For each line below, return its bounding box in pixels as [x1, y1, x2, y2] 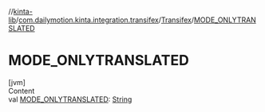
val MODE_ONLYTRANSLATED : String [8, 95, 132, 104]
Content [8, 86, 35, 95]
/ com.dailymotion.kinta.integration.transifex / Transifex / [15, 15, 194, 25]
